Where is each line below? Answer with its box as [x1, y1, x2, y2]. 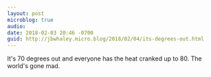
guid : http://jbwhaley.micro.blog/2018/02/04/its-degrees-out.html [7, 36, 205, 43]
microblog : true [7, 16, 54, 23]
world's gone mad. [7, 62, 60, 70]
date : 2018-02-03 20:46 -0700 [7, 29, 94, 36]
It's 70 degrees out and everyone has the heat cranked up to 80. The [7, 54, 202, 63]
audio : [7, 23, 26, 30]
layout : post [7, 10, 45, 17]
